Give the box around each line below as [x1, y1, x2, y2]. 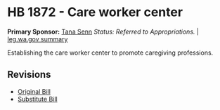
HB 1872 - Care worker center [7, 4, 183, 20]
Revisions [7, 69, 51, 81]
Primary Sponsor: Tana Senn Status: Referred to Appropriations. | [7, 27, 199, 36]
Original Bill [17, 87, 51, 95]
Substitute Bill [17, 95, 58, 103]
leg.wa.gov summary [7, 34, 68, 43]
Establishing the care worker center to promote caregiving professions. [7, 48, 214, 57]
